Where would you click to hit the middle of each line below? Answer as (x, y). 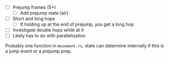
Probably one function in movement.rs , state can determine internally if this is (85, 46)
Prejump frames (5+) (34, 7)
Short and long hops (34, 19)
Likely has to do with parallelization (49, 36)
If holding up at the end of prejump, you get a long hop (77, 24)
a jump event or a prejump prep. (39, 51)
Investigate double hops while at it (48, 30)
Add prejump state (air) (44, 13)
